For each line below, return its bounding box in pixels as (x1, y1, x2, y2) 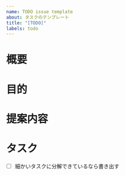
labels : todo (6, 25, 39, 32)
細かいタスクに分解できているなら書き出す (14, 162, 120, 170)
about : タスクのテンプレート (6, 14, 70, 20)
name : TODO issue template (6, 8, 73, 15)
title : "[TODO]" (6, 20, 46, 26)
